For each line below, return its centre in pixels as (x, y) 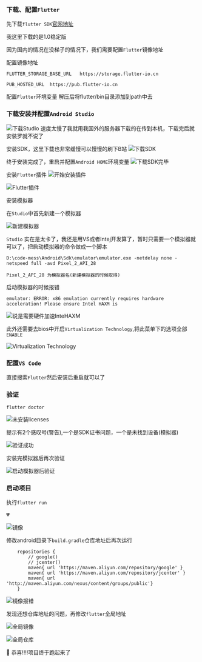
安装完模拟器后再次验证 (35, 458)
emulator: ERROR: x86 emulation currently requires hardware (85, 298)
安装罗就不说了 (25, 136)
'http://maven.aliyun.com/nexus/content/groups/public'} (80, 584)
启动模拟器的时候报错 (33, 287)
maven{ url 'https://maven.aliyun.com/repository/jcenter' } (107, 573)
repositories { (36, 552)
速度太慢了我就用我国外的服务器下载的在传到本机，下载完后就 (118, 128)
